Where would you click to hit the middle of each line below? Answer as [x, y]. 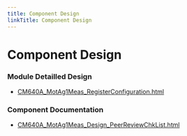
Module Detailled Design [50, 76]
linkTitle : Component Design [50, 20]
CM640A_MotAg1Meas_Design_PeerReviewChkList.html [98, 125]
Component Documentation [55, 109]
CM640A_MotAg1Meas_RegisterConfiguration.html [91, 91]
